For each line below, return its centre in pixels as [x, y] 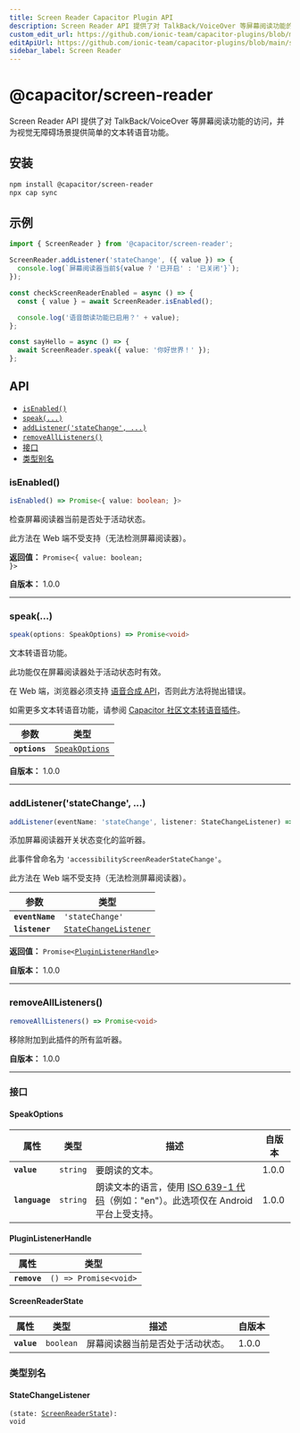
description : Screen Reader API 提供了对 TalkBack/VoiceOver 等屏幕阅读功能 [148, 26]
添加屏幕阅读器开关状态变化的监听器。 [79, 840]
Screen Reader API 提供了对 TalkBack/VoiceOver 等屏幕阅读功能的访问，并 [147, 121]
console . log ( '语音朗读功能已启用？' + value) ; [99, 317]
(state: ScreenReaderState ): [63, 1414]
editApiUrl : [31, 43]
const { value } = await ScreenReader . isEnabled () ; [116, 301]
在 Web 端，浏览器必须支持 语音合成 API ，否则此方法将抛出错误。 [130, 691]
